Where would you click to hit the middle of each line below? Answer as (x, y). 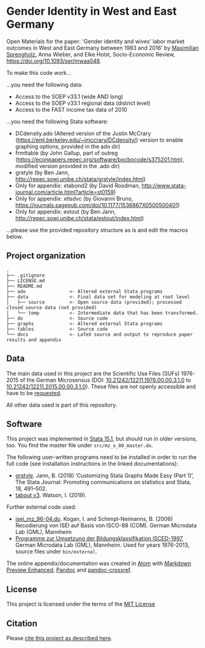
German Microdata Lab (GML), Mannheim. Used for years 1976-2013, (102, 545)
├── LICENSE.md (26, 280)
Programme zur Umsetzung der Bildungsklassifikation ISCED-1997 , (99, 539)
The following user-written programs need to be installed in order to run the (102, 457)
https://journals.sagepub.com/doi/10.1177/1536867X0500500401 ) (98, 205)
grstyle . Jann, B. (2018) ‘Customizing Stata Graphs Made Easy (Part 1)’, (105, 476)
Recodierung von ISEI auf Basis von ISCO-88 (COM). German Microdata (106, 525)
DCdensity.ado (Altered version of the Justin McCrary (83, 133)
